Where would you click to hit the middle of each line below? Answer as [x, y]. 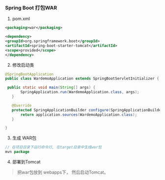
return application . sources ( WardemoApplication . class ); [79, 115]
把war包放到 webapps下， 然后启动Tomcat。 [63, 172]
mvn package [17, 152]
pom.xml [21, 19]
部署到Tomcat [26, 162]
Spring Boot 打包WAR [31, 7]
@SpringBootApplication [29, 74]
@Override [22, 105]
